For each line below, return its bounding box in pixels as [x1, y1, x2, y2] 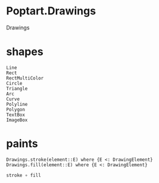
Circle [6, 80, 23, 86]
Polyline [6, 101, 28, 107]
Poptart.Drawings [6, 4, 96, 18]
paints [6, 137, 38, 151]
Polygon [6, 106, 26, 112]
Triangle [6, 86, 28, 91]
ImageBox [6, 117, 28, 123]
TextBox [6, 112, 26, 118]
